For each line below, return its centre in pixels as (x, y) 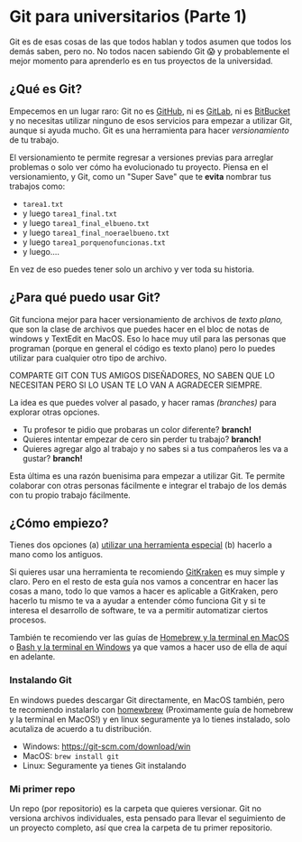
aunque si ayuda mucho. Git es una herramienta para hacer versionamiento (150, 130)
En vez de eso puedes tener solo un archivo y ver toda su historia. (132, 269)
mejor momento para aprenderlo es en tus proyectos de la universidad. (141, 61)
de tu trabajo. (34, 140)
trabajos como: (37, 186)
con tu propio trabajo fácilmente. (70, 495)
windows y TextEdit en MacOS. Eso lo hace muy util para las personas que (148, 338)
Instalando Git (41, 680)
